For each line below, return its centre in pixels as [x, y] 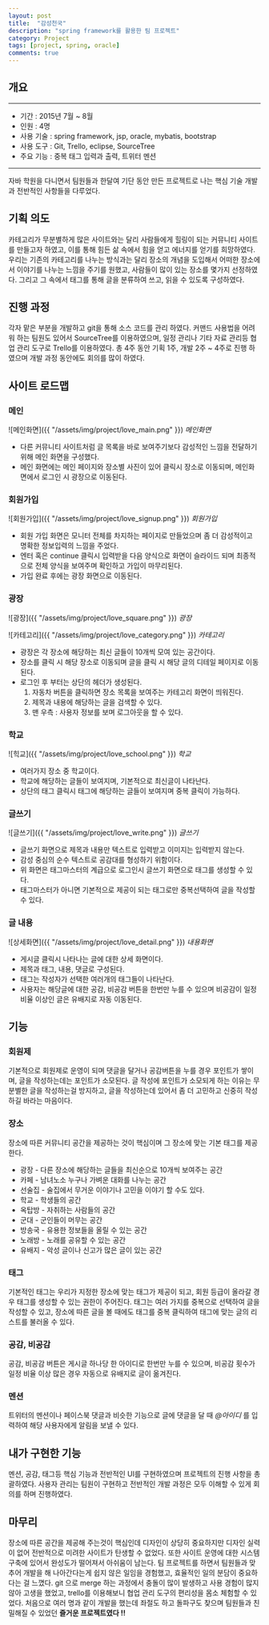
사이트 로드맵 [39, 386]
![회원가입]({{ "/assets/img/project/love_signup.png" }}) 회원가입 [113, 519]
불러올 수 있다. [52, 1322]
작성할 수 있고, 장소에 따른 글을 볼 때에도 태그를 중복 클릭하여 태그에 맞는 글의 [129, 1311]
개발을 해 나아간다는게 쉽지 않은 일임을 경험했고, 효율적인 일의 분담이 [130, 1573]
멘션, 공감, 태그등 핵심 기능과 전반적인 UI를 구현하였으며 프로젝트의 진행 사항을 [130, 1474]
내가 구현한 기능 [45, 1453]
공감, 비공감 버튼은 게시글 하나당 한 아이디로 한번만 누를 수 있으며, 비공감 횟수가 [132, 1364]
